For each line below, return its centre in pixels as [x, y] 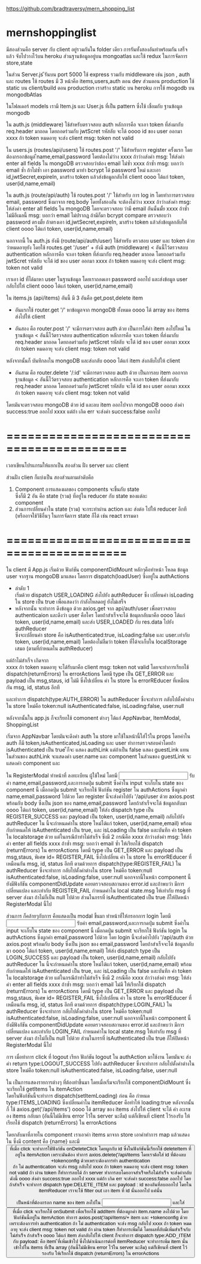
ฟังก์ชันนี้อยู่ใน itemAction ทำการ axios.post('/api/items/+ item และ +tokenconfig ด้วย [100, 1218]
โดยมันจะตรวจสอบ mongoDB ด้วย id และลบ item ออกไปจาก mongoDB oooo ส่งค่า [95, 404]
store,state [19, 63]
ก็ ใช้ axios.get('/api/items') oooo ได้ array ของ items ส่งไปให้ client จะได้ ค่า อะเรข [98, 1109]
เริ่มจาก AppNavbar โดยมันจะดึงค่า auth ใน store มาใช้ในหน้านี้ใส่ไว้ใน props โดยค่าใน [98, 736]
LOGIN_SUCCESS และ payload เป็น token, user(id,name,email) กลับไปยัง [91, 957]
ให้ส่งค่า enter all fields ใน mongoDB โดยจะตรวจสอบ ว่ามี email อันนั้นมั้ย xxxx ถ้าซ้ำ [98, 208]
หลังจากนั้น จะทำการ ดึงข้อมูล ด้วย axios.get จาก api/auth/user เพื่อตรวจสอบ [95, 608]
